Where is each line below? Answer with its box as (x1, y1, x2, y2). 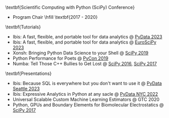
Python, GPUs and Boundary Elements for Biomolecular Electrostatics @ (12, 102, 164, 108)
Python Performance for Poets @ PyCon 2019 (12, 55, 109, 61)
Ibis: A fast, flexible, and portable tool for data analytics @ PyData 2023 (12, 34, 162, 40)
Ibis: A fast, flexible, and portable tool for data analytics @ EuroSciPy (12, 39, 156, 45)
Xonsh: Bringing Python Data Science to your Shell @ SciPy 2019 (12, 50, 149, 56)
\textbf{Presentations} (5, 70, 52, 76)
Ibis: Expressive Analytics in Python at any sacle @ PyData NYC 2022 (12, 91, 158, 97)
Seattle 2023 (12, 86, 40, 92)
